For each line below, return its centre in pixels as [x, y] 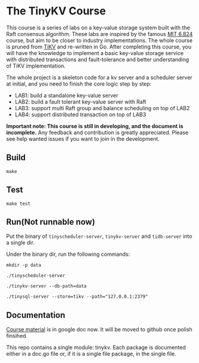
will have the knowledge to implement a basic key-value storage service [95, 53]
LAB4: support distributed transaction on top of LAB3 [80, 114]
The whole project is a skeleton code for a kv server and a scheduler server [99, 77]
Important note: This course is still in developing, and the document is [95, 126]
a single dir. [20, 243]
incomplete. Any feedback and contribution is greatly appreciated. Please [97, 132]
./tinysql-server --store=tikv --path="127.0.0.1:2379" [77, 297]
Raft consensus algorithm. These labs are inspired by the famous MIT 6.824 [99, 34]
